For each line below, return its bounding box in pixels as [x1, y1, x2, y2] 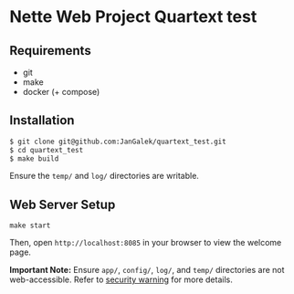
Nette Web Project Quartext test [9, 6, 257, 27]
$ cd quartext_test [9, 145, 84, 154]
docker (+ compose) [22, 87, 100, 97]
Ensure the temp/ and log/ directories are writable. [9, 171, 199, 182]
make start [9, 221, 51, 230]
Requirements [9, 43, 91, 58]
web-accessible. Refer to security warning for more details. [9, 274, 233, 285]
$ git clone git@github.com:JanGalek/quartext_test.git [9, 137, 226, 146]
